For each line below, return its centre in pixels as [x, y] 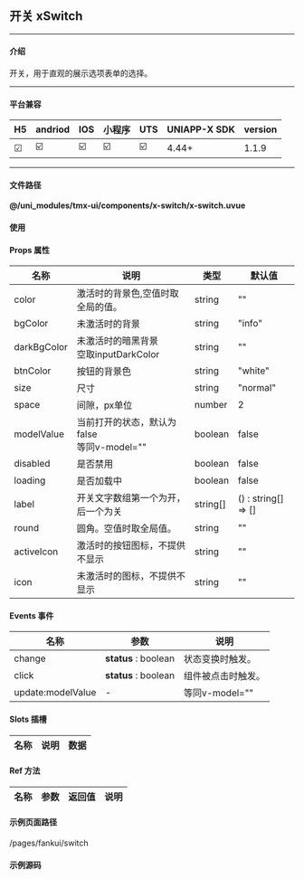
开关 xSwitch [46, 16]
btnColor [33, 371]
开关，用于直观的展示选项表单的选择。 [81, 73]
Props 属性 [29, 250]
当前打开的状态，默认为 [126, 422]
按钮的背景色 [104, 372]
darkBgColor [41, 347]
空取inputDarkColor [118, 354]
